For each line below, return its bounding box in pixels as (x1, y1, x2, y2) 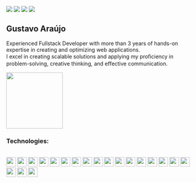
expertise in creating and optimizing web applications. (6, 46, 140, 53)
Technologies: (6, 137, 49, 145)
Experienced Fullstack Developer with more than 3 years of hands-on (6, 40, 179, 47)
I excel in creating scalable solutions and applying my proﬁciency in (6, 53, 174, 60)
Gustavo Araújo (6, 24, 66, 34)
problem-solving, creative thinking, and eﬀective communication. (6, 60, 168, 67)
